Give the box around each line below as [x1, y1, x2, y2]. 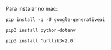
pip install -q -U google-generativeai [5, 17, 106, 23]
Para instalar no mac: [5, 5, 58, 12]
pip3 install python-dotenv [5, 27, 76, 33]
